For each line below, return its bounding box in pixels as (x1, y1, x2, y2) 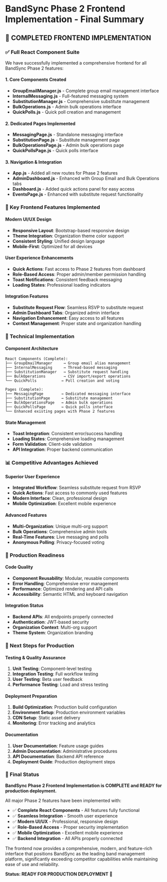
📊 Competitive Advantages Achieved (5, 459, 98, 466)
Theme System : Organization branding (12, 630, 93, 635)
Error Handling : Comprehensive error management (12, 580, 118, 586)
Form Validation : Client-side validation (12, 441, 92, 447)
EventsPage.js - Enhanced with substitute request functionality (12, 191, 143, 198)
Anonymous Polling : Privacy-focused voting (12, 539, 105, 545)
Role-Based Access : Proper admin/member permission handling (12, 271, 146, 277)
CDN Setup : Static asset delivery (12, 715, 80, 721)
